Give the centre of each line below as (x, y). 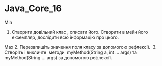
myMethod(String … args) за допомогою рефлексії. (58, 57)
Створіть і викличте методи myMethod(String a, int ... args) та (71, 52)
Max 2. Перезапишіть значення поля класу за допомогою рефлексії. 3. (81, 47)
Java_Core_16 (33, 9)
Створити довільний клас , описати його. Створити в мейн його (80, 32)
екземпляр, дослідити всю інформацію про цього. (65, 37)
